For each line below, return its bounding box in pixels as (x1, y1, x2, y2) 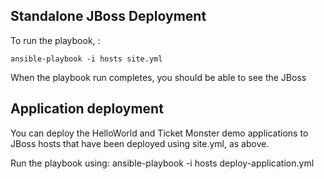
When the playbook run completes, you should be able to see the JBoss (10, 71, 307, 83)
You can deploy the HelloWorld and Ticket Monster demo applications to (10, 127, 309, 139)
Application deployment (10, 100, 164, 118)
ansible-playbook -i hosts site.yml (10, 54, 163, 64)
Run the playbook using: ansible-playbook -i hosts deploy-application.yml (10, 157, 315, 169)
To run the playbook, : (10, 34, 101, 46)
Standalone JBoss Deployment (10, 8, 207, 25)
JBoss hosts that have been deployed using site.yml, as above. (10, 137, 270, 149)
